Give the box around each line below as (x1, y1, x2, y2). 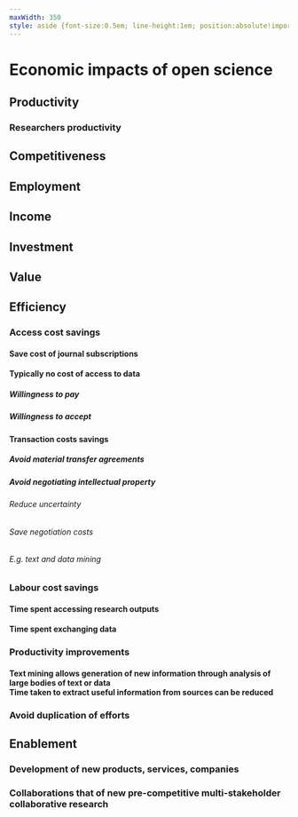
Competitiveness (9, 148, 106, 164)
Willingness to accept (9, 411, 91, 422)
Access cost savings (9, 326, 101, 338)
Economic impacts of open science (9, 59, 273, 80)
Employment (9, 178, 82, 194)
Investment (9, 239, 74, 254)
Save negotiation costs (9, 526, 94, 537)
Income (9, 210, 51, 225)
